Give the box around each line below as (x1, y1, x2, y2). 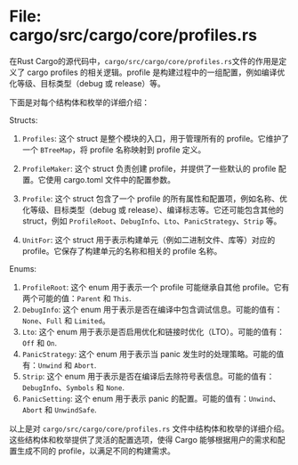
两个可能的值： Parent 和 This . (21, 292, 132, 304)
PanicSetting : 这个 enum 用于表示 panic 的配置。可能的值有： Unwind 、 (21, 393, 281, 404)
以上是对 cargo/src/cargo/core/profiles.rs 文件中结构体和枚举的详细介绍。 (9, 423, 289, 434)
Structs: (9, 114, 38, 126)
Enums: (9, 263, 37, 273)
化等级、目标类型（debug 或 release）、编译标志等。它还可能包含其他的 (21, 204, 285, 215)
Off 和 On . (21, 337, 58, 348)
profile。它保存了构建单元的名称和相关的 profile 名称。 (21, 245, 222, 256)
